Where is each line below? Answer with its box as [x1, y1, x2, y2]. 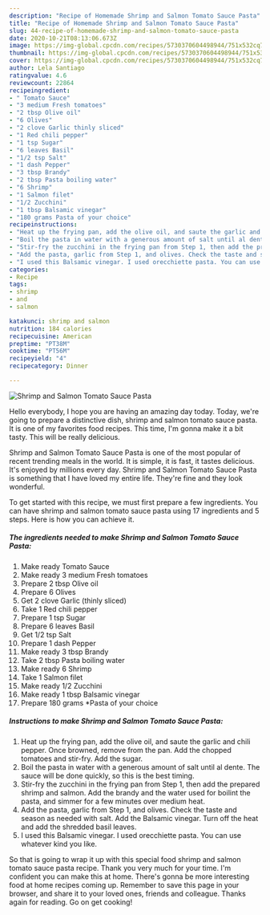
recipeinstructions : [9, 221, 79, 229]
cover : [9, 57, 31, 65]
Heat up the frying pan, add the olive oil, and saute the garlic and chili [20, 736, 251, 746]
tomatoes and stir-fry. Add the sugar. [20, 754, 143, 763]
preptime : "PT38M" [9, 340, 71, 348]
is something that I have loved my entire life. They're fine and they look [9, 473, 243, 482]
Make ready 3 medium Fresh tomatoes [20, 570, 148, 579]
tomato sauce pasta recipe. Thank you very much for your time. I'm [9, 863, 232, 872]
